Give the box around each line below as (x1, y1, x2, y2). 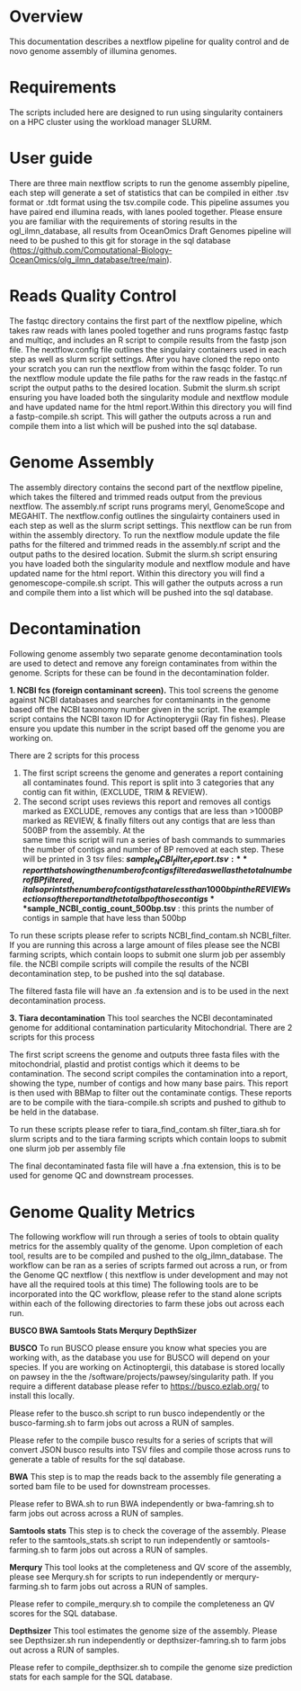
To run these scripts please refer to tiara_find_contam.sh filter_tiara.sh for (9, 1124, 281, 1135)
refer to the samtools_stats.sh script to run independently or (9, 1535, 232, 1546)
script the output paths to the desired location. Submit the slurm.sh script (9, 382, 280, 393)
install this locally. (9, 1391, 75, 1401)
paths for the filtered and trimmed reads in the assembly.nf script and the (9, 539, 281, 550)
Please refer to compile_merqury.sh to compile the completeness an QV (9, 1598, 276, 1609)
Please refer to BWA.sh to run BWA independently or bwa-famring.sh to (9, 1499, 275, 1509)
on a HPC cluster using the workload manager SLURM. (9, 116, 212, 127)
